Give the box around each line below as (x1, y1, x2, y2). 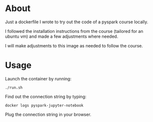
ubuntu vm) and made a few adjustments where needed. (5, 33, 119, 39)
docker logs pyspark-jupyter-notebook (5, 103, 84, 108)
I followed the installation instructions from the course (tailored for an (5, 28, 143, 34)
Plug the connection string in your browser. (5, 111, 91, 117)
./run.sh (5, 85, 23, 90)
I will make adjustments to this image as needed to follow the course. (5, 43, 143, 48)
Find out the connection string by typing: (5, 93, 86, 99)
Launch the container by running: (5, 76, 72, 81)
